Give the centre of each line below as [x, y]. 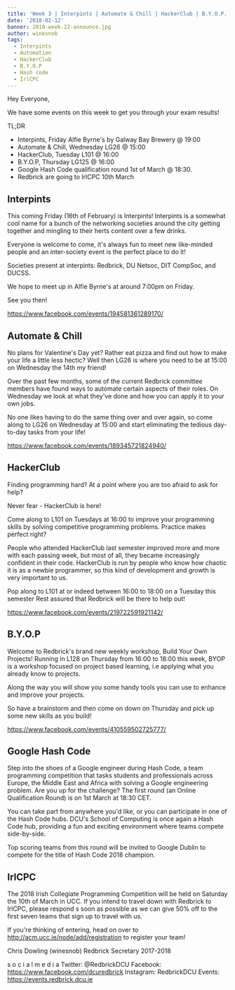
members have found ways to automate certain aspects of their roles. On [113, 389]
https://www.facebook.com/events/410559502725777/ [87, 729]
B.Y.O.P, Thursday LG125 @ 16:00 [66, 162]
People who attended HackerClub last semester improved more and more [113, 547]
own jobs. [21, 403]
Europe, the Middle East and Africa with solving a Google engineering [108, 783]
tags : [15, 40]
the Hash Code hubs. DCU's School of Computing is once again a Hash [110, 819]
